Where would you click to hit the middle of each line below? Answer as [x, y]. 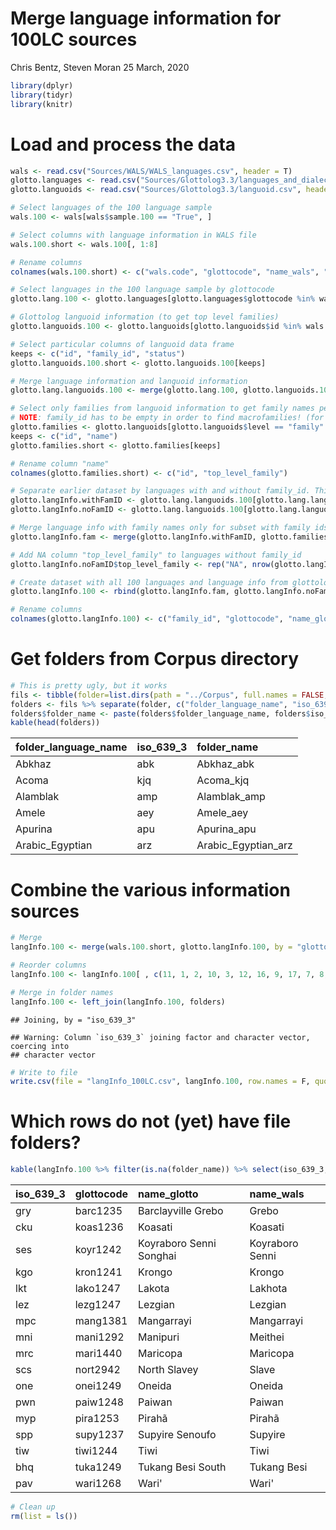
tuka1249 [98, 1467]
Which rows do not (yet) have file [151, 1121]
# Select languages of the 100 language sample [111, 208]
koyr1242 [98, 1250]
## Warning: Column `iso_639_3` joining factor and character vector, [160, 1037]
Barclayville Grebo [181, 1211]
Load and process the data [123, 144]
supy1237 [99, 1435]
